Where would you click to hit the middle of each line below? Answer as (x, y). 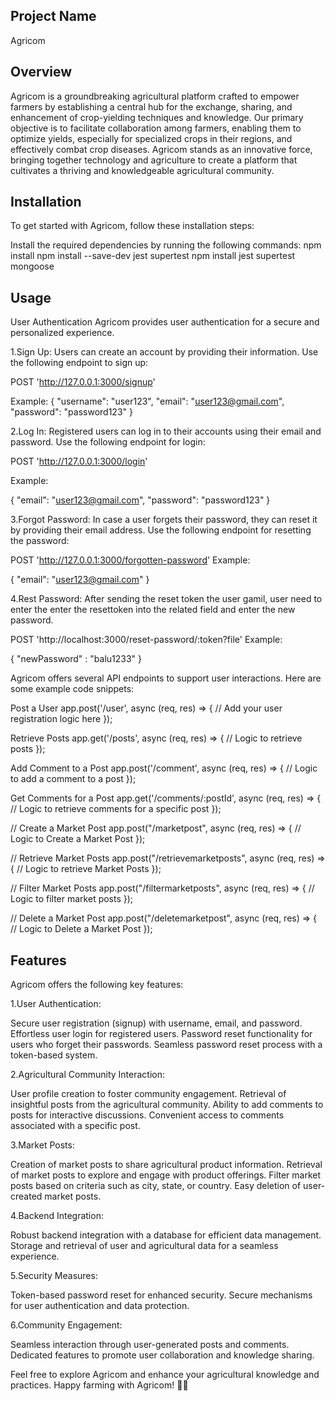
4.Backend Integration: (57, 1216)
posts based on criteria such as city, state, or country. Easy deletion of (156, 1186)
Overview (41, 72)
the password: (40, 541)
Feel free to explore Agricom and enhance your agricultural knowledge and (165, 1375)
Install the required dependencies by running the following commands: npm (166, 245)
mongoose (32, 266)
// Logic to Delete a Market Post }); (81, 929)
